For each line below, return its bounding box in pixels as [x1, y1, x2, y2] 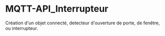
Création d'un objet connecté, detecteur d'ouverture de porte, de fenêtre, [5, 20, 160, 26]
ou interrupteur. [5, 25, 38, 31]
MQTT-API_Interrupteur [5, 3, 109, 15]
